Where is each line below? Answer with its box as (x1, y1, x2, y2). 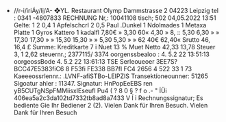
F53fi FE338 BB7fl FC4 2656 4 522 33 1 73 (71, 65, 192, 73)
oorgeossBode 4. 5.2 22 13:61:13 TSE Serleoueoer (13, 58, 155, 65)
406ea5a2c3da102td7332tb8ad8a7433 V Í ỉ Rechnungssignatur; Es (13, 94, 203, 102)
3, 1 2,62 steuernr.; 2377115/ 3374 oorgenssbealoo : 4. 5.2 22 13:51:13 (13, 50, 210, 58)
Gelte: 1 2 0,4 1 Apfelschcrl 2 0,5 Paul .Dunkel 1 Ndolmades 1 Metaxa (13, 21, 207, 29)
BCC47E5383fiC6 (13, 65, 64, 73)
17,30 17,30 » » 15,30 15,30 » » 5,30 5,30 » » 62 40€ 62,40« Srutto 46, (13, 36, 211, 44)
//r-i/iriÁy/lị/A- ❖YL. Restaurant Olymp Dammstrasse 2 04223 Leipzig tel (13, 7, 219, 14)
